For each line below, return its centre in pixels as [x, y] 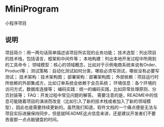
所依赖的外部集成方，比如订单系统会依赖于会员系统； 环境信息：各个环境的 [81, 83]
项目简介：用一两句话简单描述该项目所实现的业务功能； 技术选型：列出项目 [81, 53]
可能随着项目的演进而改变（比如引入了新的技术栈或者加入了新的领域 [78, 101]
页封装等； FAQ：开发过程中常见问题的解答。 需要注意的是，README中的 [80, 95]
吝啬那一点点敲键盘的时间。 [33, 119]
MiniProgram [32, 9]
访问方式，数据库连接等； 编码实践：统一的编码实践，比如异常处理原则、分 [81, 89]
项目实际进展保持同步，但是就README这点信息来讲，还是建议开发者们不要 [81, 113]
